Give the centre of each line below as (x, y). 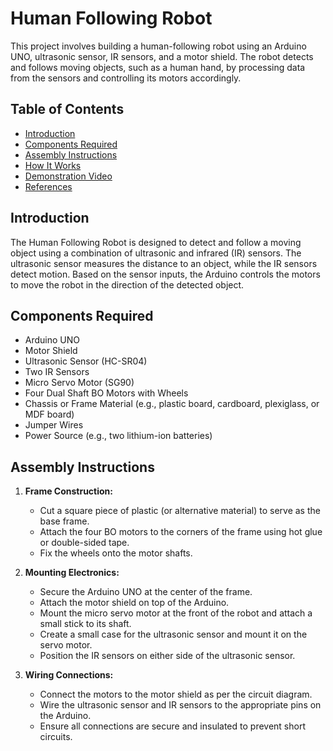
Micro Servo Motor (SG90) (79, 383)
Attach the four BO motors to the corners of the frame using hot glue (181, 532)
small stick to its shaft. (85, 624)
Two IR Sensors (57, 372)
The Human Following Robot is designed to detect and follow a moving (156, 242)
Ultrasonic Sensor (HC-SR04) (86, 361)
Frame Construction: (68, 491)
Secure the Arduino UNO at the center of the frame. (146, 592)
